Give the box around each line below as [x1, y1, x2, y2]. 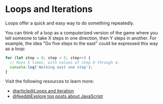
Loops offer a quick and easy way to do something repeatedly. [5, 20, 134, 26]
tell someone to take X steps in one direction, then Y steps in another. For [5, 35, 157, 41]
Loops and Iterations [5, 3, 93, 15]
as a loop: [5, 45, 26, 51]
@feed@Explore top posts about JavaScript [12, 93, 103, 99]
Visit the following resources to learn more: [5, 78, 94, 84]
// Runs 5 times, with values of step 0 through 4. [10, 60, 120, 65]
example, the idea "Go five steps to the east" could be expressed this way [5, 40, 158, 46]
